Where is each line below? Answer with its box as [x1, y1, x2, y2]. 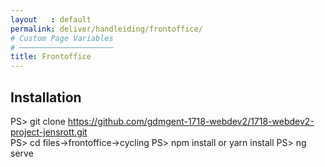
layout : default [10, 14, 92, 25]
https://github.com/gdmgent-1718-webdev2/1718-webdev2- [67, 115, 315, 127]
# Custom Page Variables [10, 33, 114, 43]
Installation [10, 89, 82, 106]
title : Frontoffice [10, 52, 92, 62]
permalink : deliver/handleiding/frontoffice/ [10, 24, 203, 34]
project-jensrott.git [10, 126, 88, 138]
